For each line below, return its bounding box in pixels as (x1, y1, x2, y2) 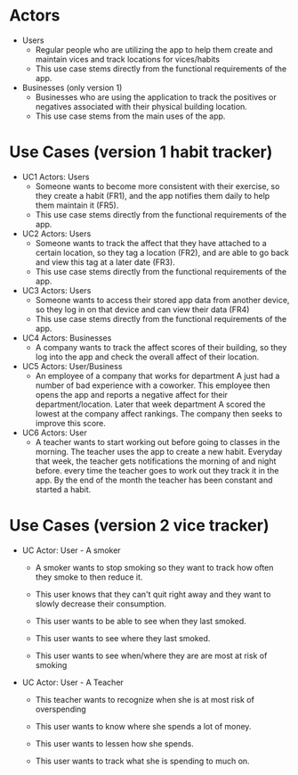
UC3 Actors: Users (21, 284, 92, 295)
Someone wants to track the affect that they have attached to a (35, 237, 267, 248)
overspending (35, 704, 86, 714)
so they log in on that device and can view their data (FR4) (35, 304, 250, 315)
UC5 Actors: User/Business (21, 360, 123, 371)
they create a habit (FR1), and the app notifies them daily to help (35, 190, 270, 201)
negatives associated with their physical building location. (35, 101, 247, 111)
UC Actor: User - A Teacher (21, 677, 125, 688)
